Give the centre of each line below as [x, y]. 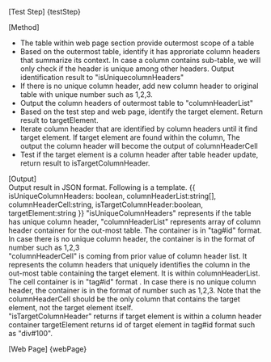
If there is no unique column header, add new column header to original [139, 86]
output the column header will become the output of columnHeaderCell [139, 146]
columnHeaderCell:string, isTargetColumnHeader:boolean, [106, 204]
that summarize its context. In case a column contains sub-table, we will [140, 60]
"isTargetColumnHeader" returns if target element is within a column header [135, 316]
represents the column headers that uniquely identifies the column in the [129, 265]
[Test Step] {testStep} [44, 12]
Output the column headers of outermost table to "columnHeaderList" [136, 103]
